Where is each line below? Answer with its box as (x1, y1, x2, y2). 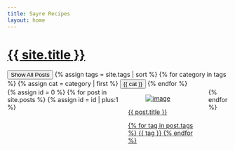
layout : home (7, 17, 46, 24)
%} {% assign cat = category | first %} (7, 80, 119, 88)
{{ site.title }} (7, 47, 86, 63)
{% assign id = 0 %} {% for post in (7, 88, 107, 96)
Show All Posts (11, 71, 51, 79)
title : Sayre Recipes (7, 10, 71, 17)
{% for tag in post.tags (128, 122, 194, 130)
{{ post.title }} (128, 108, 168, 116)
